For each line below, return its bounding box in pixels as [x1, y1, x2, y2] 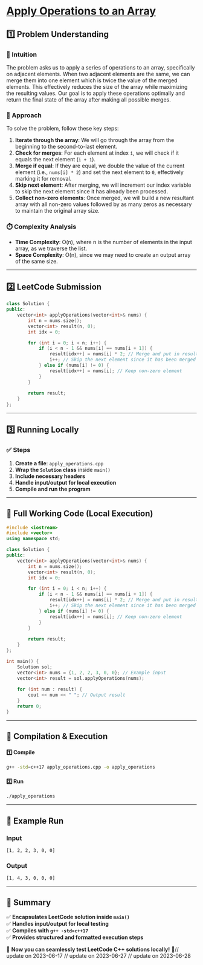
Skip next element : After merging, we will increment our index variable [14, 181, 192, 189]
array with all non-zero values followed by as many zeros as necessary [14, 201, 192, 208]
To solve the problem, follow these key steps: [6, 125, 119, 132]
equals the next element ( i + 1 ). [14, 156, 95, 163]
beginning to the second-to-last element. [14, 143, 118, 150]
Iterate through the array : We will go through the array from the [14, 137, 175, 144]
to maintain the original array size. [14, 207, 100, 215]
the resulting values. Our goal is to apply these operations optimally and [6, 89, 185, 97]
